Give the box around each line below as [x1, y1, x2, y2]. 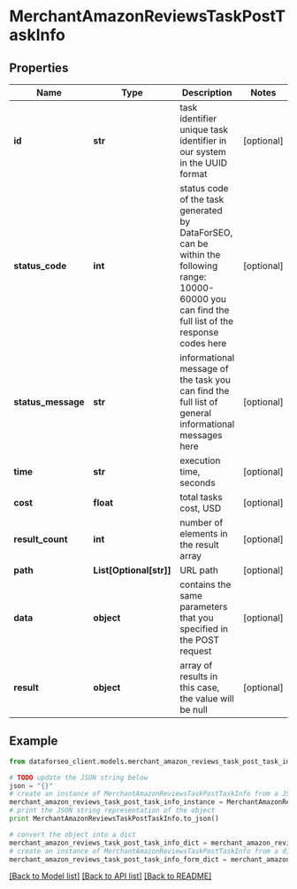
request [179, 645, 212, 657]
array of [179, 660, 213, 671]
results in [179, 670, 218, 683]
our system [179, 146, 227, 158]
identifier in [179, 135, 227, 147]
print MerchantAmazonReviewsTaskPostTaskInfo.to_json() [9, 815, 219, 823]
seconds [179, 476, 216, 489]
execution [179, 454, 221, 467]
